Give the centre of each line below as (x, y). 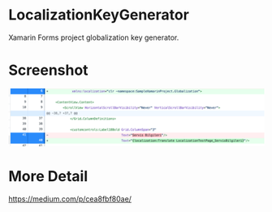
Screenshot (48, 70)
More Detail (48, 177)
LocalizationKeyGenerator (99, 15)
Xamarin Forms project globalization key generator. (94, 37)
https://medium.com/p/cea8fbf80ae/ (70, 199)
